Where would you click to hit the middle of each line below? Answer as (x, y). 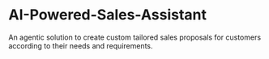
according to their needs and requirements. (81, 45)
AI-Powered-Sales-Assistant (108, 15)
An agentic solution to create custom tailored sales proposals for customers (135, 37)
